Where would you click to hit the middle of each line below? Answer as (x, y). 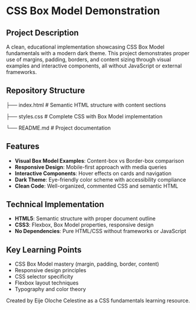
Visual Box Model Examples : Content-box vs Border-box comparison (99, 160)
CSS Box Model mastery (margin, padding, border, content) (87, 264)
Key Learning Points (44, 250)
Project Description (43, 33)
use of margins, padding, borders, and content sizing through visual (89, 59)
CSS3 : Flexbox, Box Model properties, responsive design (84, 225)
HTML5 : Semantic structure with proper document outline (85, 219)
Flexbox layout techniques (46, 283)
